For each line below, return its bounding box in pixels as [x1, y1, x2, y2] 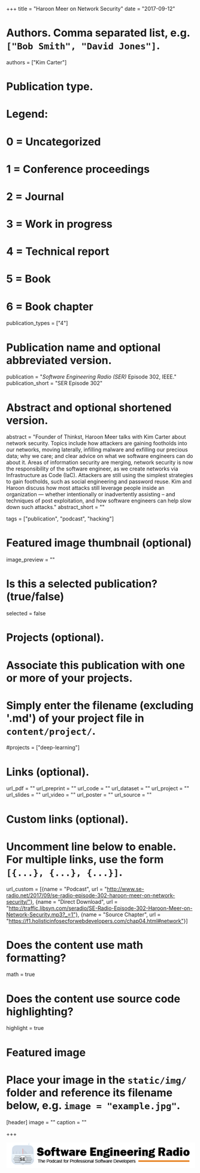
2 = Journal [6, 189, 64, 203]
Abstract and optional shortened [6, 401, 172, 414]
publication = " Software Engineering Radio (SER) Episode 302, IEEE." [6, 373, 177, 380]
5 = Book [6, 272, 51, 286]
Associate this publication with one [6, 658, 186, 672]
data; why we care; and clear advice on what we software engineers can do [6, 452, 193, 460]
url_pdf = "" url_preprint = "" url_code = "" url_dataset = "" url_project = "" [6, 785, 190, 792]
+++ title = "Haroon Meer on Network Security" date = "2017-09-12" [6, 5, 175, 12]
